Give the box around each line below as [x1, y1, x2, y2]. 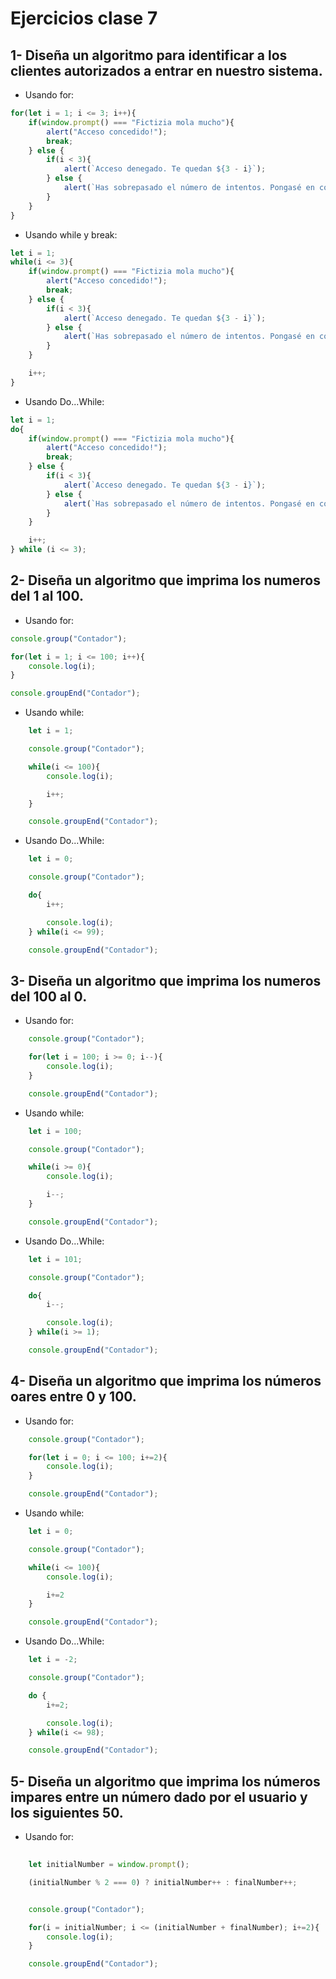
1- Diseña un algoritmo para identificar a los [10, 47, 288, 64]
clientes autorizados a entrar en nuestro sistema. [10, 62, 323, 79]
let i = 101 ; [28, 1254, 83, 1264]
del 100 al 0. [10, 988, 88, 1005]
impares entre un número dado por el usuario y [10, 1788, 308, 1806]
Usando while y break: [24, 228, 118, 241]
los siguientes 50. [10, 1804, 124, 1821]
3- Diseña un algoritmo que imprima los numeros [10, 972, 322, 989]
